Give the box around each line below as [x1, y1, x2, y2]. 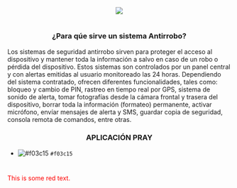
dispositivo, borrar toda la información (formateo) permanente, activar [7, 100, 212, 109]
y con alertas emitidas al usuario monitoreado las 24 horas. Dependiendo [7, 70, 221, 78]
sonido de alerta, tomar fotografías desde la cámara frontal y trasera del [7, 92, 219, 101]
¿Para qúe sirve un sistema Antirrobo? [52, 31, 187, 41]
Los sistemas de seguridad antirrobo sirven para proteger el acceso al [7, 47, 213, 56]
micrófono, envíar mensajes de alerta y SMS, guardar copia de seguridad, [7, 107, 224, 116]
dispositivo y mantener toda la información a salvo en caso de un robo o [7, 55, 219, 63]
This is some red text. [7, 174, 71, 182]
